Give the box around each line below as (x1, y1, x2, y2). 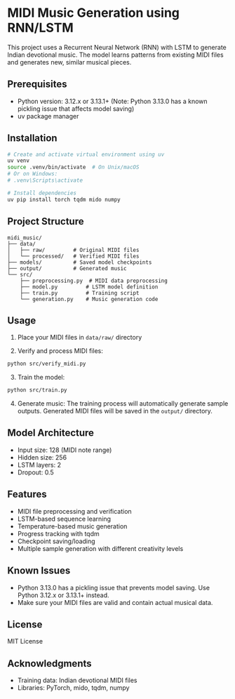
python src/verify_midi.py (7, 360, 86, 368)
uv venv (7, 157, 30, 164)
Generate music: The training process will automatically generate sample (17, 399, 229, 408)
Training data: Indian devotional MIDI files (17, 676, 137, 685)
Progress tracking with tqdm (17, 529, 100, 538)
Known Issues (7, 565, 71, 577)
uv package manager (17, 112, 79, 120)
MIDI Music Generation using (7, 5, 180, 21)
